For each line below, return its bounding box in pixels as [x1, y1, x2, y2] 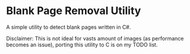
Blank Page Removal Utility [6, 4, 141, 18]
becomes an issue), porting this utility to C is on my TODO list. [6, 41, 158, 48]
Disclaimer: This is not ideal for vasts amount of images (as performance [6, 35, 184, 42]
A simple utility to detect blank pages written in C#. [6, 23, 131, 31]
